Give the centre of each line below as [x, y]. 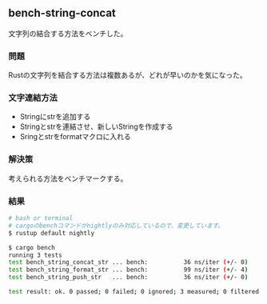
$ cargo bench [32, 247]
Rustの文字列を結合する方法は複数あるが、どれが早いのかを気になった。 [128, 75]
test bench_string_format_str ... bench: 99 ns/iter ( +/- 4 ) [128, 270]
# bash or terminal [41, 218]
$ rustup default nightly [51, 233]
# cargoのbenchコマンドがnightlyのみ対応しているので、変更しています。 [116, 226]
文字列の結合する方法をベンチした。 [68, 33]
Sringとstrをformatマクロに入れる [76, 137]
